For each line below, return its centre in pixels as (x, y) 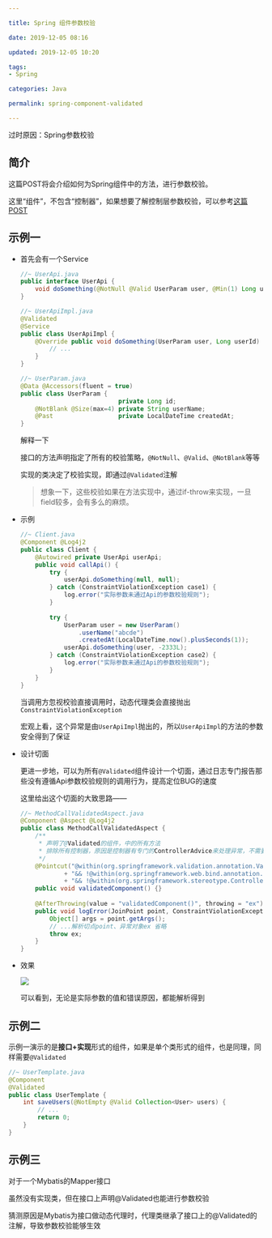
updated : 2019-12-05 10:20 (54, 52)
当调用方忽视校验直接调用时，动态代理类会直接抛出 (105, 702)
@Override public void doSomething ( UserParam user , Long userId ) (148, 341)
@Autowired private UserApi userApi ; (99, 557)
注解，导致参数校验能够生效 (55, 1225)
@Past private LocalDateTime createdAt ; (135, 416)
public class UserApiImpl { (67, 334)
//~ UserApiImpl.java (56, 311)
